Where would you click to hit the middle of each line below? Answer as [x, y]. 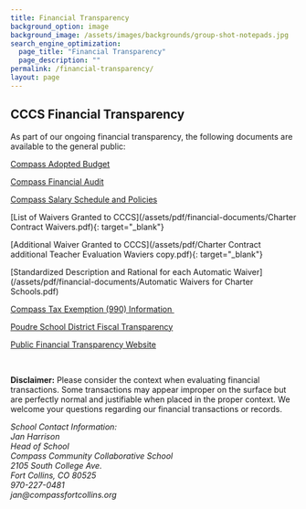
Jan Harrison [35, 436]
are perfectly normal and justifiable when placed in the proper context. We [150, 399]
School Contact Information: [64, 427]
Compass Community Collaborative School [92, 456]
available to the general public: [68, 146]
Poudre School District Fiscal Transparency [92, 326]
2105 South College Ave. [57, 465]
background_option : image [59, 27]
